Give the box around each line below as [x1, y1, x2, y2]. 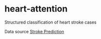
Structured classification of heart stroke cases [4, 19, 97, 25]
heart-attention [4, 3, 68, 14]
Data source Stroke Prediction [4, 28, 64, 34]
